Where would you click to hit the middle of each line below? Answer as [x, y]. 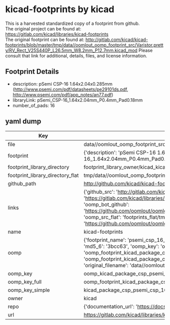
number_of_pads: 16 [34, 105]
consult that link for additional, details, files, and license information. [76, 56]
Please [145, 50]
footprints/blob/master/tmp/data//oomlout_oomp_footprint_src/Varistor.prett [84, 45]
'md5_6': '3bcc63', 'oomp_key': [121, 246]
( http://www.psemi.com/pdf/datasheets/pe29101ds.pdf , [70, 89]
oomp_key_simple [29, 290]
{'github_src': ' [100, 192]
